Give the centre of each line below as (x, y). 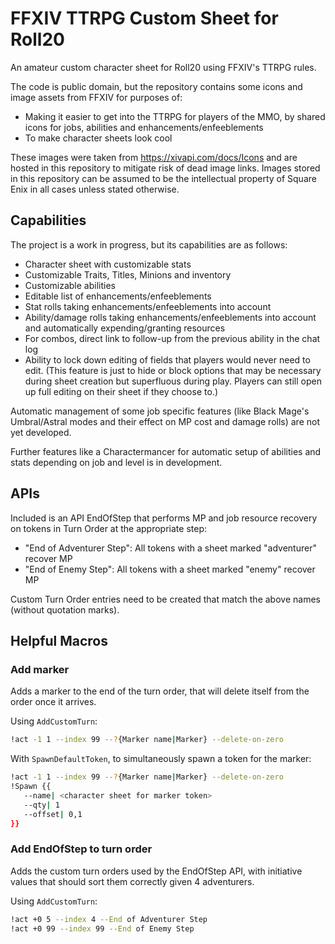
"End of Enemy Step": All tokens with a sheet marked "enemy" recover (170, 569)
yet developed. (41, 432)
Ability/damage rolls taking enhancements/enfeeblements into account (170, 317)
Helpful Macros (59, 640)
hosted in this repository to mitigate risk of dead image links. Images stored (165, 168)
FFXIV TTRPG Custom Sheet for (144, 18)
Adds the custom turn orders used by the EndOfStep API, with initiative (156, 871)
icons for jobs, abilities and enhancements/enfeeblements (144, 127)
